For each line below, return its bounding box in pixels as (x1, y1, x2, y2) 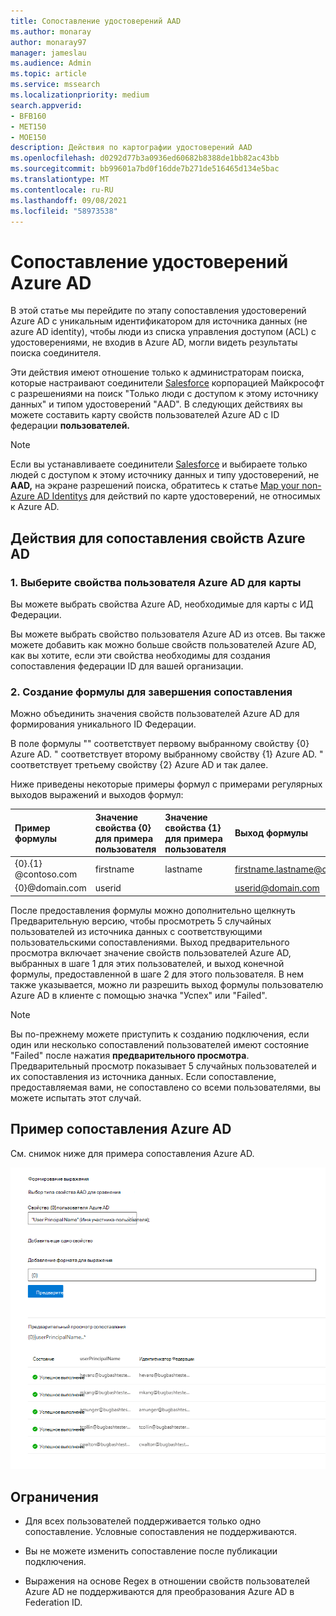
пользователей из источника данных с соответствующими (10, 925, 263, 937)
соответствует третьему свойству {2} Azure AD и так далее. (10, 759, 269, 771)
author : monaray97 (10, 37, 87, 47)
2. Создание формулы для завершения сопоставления (10, 685, 293, 699)
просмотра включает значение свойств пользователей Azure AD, (10, 946, 292, 959)
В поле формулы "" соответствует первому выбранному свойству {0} (10, 738, 310, 750)
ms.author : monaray (10, 26, 92, 37)
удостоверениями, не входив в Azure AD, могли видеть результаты (10, 336, 298, 349)
